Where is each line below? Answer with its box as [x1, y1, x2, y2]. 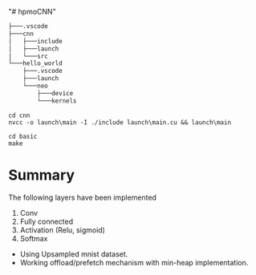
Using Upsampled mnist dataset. [19, 249, 128, 259]
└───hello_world [8, 59, 63, 67]
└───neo [22, 82, 48, 90]
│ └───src [8, 52, 48, 60]
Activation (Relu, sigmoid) [19, 224, 106, 235]
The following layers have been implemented [8, 192, 156, 202]
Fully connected [19, 216, 74, 226]
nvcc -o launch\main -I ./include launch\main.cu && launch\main [8, 118, 231, 127]
